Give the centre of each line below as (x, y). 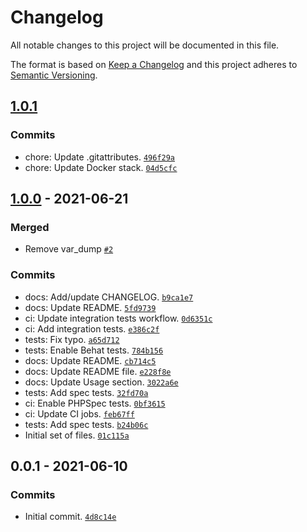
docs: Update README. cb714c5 (90, 360)
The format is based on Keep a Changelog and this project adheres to (154, 64)
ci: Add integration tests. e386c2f (92, 328)
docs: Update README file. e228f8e (98, 371)
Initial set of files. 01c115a (77, 435)
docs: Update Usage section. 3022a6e (101, 382)
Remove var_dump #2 (69, 249)
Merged (30, 227)
